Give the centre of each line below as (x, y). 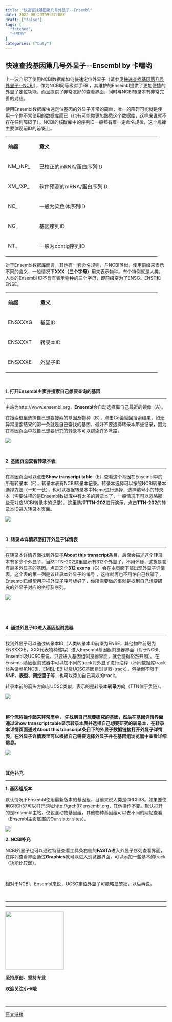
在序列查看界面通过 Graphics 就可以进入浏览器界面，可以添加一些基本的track (85, 856)
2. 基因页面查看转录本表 (30, 461)
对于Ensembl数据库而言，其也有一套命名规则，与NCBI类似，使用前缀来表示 (85, 265)
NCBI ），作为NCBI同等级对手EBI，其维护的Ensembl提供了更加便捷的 (94, 85)
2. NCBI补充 (18, 839)
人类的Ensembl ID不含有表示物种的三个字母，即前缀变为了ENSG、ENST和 (83, 278)
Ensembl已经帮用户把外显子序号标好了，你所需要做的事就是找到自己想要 (82, 581)
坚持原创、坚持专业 (26, 977)
